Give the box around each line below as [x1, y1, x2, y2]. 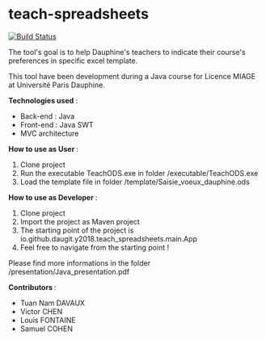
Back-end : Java [19, 111, 75, 121]
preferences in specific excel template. [8, 56, 138, 65]
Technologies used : [8, 95, 78, 105]
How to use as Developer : [8, 192, 98, 202]
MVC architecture [19, 128, 79, 138]
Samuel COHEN [19, 324, 73, 334]
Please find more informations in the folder [8, 258, 151, 267]
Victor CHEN [19, 306, 63, 316]
